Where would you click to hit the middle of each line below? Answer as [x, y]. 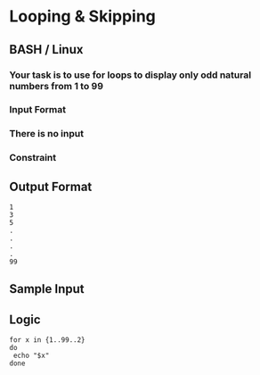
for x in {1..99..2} [48, 340]
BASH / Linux [46, 50]
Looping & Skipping [82, 17]
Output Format [51, 186]
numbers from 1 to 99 [57, 86]
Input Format [38, 110]
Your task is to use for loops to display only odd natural [130, 75]
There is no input [47, 134]
